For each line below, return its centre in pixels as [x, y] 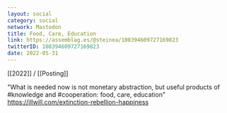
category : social [33, 20]
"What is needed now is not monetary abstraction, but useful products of [114, 87]
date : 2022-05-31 [33, 54]
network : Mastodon [34, 27]
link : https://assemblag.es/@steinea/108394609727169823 [93, 40]
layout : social [30, 14]
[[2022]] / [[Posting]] [38, 73]
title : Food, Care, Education [52, 34]
